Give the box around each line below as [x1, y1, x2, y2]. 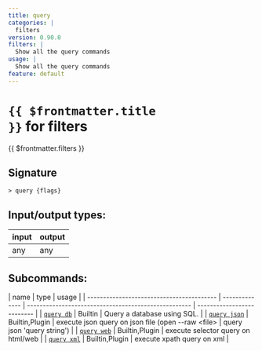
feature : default [8, 70, 65, 78]
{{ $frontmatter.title [8, 104, 156, 119]
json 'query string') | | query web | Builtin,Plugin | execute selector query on [8, 326, 251, 335]
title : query [8, 11, 51, 20]
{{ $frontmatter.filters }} [8, 143, 85, 153]
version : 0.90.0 [8, 33, 61, 42]
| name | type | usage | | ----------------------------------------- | [8, 292, 221, 302]
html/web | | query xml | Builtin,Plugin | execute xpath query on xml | [8, 335, 229, 343]
